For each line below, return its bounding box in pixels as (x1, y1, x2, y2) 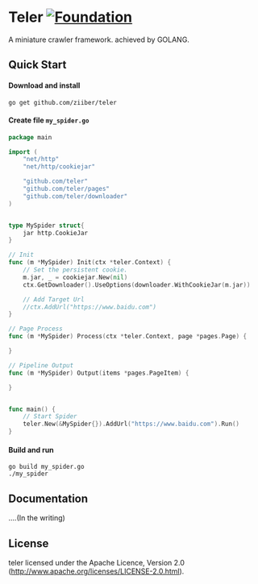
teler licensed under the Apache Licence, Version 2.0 (8, 557, 185, 567)
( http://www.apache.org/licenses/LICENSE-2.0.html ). (8, 566, 185, 576)
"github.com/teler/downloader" (23, 192, 128, 201)
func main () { (8, 405, 56, 413)
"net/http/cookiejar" (23, 163, 95, 171)
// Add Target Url (23, 295, 85, 304)
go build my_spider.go (8, 463, 85, 471)
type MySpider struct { (8, 222, 85, 230)
